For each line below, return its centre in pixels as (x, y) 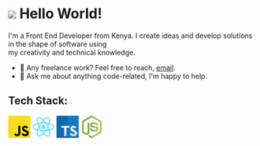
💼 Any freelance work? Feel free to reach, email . (97, 67)
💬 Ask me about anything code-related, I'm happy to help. (113, 76)
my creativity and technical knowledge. (72, 52)
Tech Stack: (38, 101)
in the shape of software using (58, 43)
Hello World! (61, 14)
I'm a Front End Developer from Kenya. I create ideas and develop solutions (130, 36)
